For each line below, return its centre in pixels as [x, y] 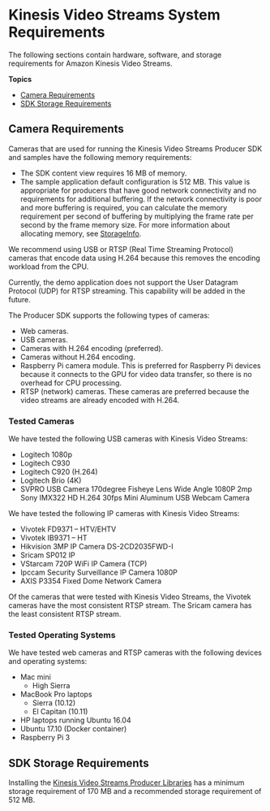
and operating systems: [48, 661]
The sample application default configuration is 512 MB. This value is [135, 181]
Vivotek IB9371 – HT [54, 538]
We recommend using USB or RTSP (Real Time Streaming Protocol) [121, 249]
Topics [20, 79]
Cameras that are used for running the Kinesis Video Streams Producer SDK [135, 149]
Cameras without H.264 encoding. [77, 357]
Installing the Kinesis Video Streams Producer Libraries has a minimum [126, 783]
